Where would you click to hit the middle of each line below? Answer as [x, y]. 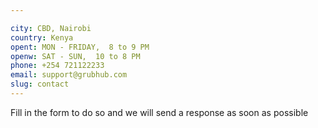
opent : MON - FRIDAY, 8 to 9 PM [80, 47]
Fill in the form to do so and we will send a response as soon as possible [159, 112]
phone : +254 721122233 [57, 66]
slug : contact [40, 84]
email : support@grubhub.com [69, 75]
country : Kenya [42, 37]
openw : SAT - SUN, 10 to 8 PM [75, 56]
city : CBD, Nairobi [51, 28]
